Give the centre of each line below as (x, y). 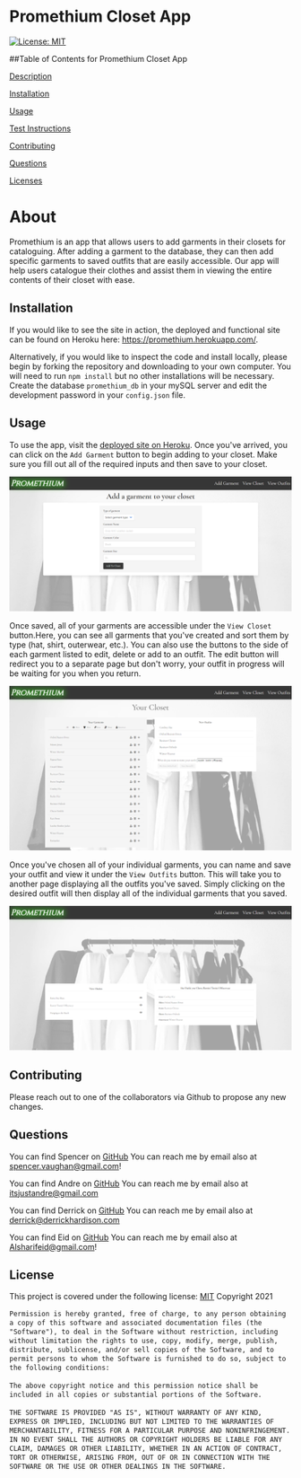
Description (30, 76)
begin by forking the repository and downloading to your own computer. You (150, 366)
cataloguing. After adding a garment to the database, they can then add (142, 251)
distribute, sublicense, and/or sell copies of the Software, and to (142, 1350)
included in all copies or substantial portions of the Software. (136, 1395)
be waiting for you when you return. (75, 673)
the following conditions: (60, 1368)
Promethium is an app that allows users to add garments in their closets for (148, 242)
